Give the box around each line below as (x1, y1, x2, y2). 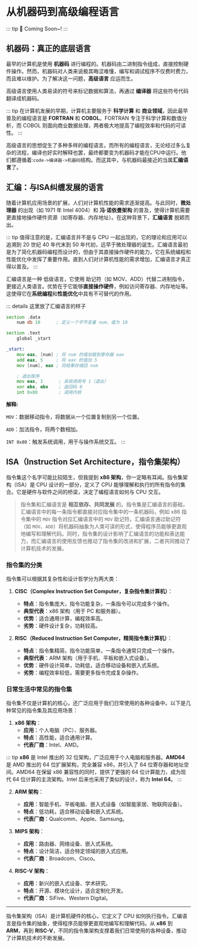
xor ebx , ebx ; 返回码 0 (16, 384, 83, 390)
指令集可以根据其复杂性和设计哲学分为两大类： (6, 575, 119, 582)
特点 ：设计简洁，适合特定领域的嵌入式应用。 (23, 848, 132, 855)
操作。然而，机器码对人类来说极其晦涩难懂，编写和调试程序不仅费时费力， (11, 67, 191, 74)
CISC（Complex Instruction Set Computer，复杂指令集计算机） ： (14, 588, 173, 595)
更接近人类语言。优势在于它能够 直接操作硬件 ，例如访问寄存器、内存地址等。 (6, 283, 191, 290)
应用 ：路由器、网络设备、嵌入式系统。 (23, 840, 116, 847)
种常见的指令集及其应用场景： (6, 707, 78, 714)
